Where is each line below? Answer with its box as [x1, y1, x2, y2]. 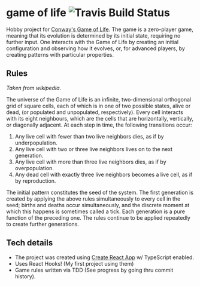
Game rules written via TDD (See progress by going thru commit [14, 266, 174, 273]
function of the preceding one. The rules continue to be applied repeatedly [6, 214, 190, 221]
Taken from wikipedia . [6, 84, 62, 91]
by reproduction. [14, 177, 56, 184]
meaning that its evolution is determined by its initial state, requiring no [6, 32, 181, 39]
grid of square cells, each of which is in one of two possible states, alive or [6, 102, 191, 109]
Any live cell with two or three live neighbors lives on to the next [14, 145, 172, 152]
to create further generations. [6, 220, 80, 227]
